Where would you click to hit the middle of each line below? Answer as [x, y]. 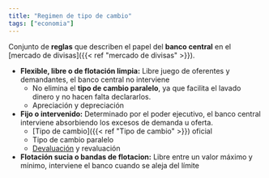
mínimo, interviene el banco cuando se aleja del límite [110, 165]
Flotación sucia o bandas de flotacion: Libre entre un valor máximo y [136, 157]
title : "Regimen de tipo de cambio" [70, 16]
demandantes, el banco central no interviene [95, 79]
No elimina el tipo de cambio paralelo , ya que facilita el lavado [137, 88]
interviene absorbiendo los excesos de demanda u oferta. [116, 122]
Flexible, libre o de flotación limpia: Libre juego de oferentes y [125, 70]
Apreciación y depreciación [78, 105]
